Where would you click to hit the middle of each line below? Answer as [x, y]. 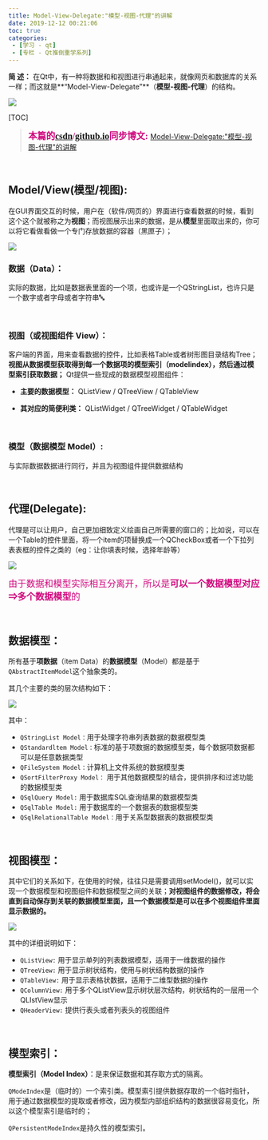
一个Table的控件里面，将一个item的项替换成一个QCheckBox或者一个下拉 [128, 540]
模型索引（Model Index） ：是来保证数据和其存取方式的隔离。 [108, 1074]
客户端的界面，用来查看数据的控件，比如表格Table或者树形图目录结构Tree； [133, 355]
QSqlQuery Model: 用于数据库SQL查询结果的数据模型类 [108, 797]
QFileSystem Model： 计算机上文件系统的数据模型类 [102, 767]
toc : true [25, 30]
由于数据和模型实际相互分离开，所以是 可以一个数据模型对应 [134, 584]
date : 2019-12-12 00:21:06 [53, 23]
